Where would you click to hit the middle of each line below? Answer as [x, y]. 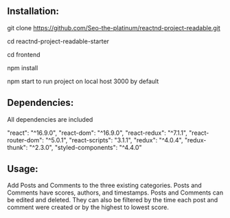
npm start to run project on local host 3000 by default [83, 81]
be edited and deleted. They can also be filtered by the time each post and [113, 200]
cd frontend [24, 54]
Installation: [33, 11]
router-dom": [26, 140]
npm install [23, 67]
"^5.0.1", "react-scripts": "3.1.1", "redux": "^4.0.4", [114, 140]
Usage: [23, 169]
